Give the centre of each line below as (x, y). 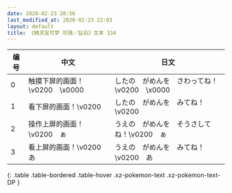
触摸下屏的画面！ (56, 81)
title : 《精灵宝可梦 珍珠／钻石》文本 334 (62, 33)
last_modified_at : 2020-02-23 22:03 (60, 20)
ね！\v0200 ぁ (141, 134)
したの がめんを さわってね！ (166, 81)
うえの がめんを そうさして (163, 124)
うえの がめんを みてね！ (159, 148)
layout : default (30, 26)
